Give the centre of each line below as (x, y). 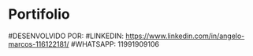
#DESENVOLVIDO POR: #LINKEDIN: (66, 36)
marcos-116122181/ (39, 44)
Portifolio (39, 14)
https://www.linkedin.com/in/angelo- (185, 36)
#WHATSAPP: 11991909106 (115, 44)
